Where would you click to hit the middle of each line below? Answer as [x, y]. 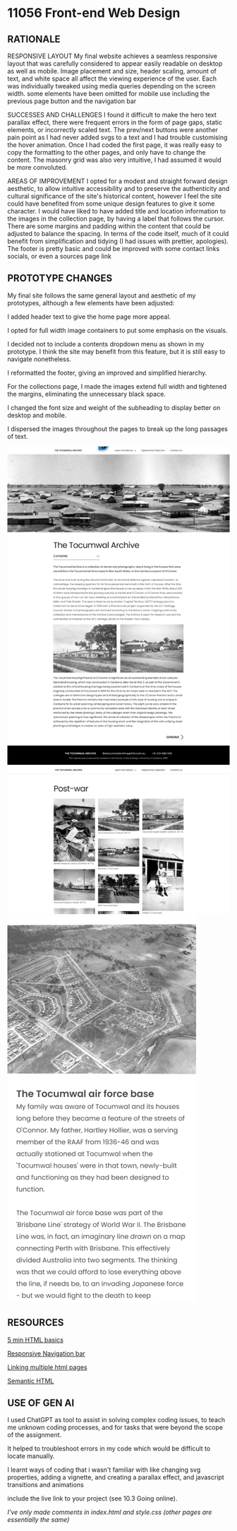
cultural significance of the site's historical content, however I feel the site [115, 196]
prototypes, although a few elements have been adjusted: [91, 303]
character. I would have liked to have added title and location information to [117, 211]
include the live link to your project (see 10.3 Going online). [92, 1498]
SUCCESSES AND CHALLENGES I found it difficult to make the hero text [112, 115]
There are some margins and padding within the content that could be [109, 226]
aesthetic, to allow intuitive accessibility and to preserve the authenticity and [119, 188]
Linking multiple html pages [47, 1367]
